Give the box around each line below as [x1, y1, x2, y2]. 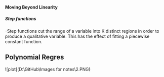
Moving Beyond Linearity [5, 4, 58, 10]
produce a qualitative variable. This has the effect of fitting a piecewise [5, 33, 150, 39]
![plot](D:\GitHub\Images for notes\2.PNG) [5, 66, 91, 72]
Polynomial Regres [5, 53, 64, 62]
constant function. [5, 38, 42, 44]
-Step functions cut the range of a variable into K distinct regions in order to [5, 28, 160, 34]
